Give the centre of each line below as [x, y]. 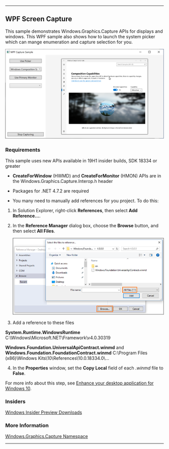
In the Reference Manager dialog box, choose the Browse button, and [86, 225]
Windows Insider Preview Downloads [44, 412]
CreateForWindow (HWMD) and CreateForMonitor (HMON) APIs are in [87, 176]
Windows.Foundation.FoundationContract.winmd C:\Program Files [76, 353]
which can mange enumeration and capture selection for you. [69, 42]
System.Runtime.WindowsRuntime [43, 332]
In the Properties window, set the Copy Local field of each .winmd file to [88, 368]
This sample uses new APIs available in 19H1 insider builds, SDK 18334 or [81, 161]
